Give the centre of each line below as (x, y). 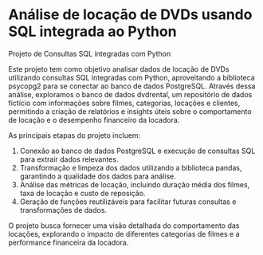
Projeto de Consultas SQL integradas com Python (90, 53)
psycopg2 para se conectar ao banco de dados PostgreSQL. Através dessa (132, 86)
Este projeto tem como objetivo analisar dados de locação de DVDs (119, 69)
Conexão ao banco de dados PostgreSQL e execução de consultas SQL (137, 151)
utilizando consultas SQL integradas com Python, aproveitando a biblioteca (131, 77)
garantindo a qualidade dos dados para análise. (98, 176)
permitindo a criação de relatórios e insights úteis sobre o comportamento (130, 111)
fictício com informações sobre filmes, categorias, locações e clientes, (124, 103)
